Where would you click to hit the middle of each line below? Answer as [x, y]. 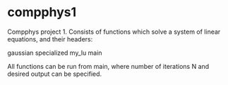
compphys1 [42, 12]
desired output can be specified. [55, 74]
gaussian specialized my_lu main [55, 53]
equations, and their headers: [50, 39]
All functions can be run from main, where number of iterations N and [108, 66]
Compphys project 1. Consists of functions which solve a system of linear [114, 32]
